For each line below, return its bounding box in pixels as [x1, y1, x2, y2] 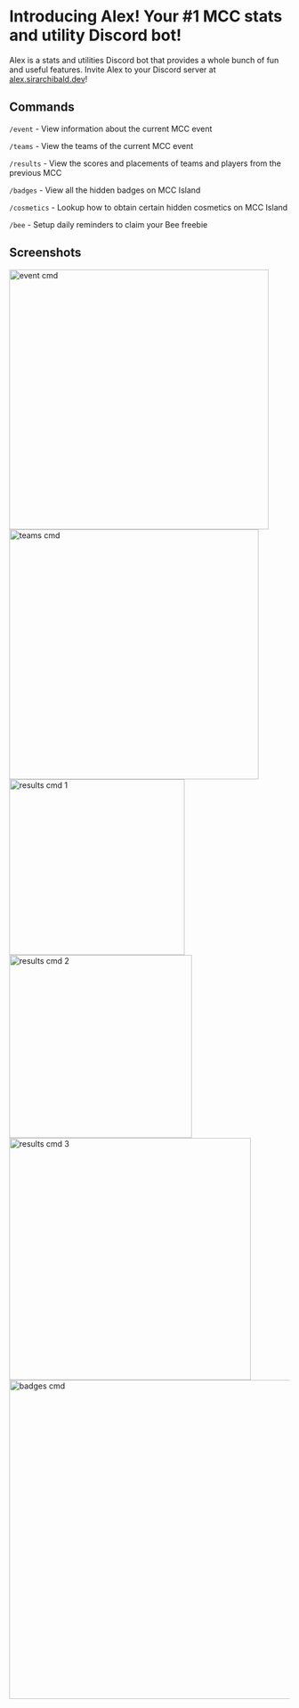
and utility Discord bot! [9, 25, 182, 46]
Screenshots [9, 245, 82, 261]
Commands [9, 100, 76, 115]
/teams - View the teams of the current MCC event [9, 140, 194, 151]
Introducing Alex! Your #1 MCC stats [9, 6, 283, 27]
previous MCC [9, 167, 62, 178]
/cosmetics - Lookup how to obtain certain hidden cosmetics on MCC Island [9, 202, 288, 212]
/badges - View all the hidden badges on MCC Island [9, 185, 201, 195]
